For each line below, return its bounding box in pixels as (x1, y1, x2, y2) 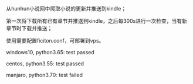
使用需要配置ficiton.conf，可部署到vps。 (6, 37, 104, 44)
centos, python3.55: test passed (6, 60, 84, 67)
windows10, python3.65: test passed (6, 49, 95, 55)
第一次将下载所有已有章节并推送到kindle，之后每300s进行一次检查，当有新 (6, 17, 188, 24)
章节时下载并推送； (6, 25, 53, 32)
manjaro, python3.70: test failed (6, 72, 83, 78)
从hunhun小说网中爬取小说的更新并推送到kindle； (6, 5, 127, 12)
